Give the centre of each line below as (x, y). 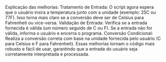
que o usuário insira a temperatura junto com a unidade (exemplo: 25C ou (81, 12)
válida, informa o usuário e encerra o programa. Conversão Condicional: (79, 33)
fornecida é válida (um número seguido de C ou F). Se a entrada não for (79, 28)
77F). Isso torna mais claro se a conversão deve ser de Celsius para (75, 17)
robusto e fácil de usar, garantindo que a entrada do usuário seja (71, 49)
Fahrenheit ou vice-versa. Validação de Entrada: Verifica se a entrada (76, 23)
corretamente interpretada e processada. (47, 54)
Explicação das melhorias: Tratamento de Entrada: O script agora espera (80, 7)
